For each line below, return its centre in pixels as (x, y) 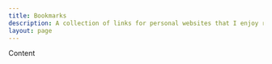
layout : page (30, 30)
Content (22, 54)
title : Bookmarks (38, 16)
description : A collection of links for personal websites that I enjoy (134, 23)
